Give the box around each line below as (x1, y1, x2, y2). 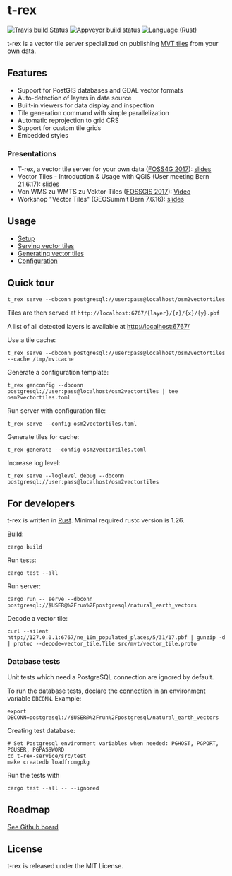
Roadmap (7, 804, 51, 816)
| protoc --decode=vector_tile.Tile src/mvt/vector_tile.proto (7, 641, 197, 648)
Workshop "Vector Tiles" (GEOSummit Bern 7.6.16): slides (17, 195, 185, 204)
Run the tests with (7, 771, 60, 779)
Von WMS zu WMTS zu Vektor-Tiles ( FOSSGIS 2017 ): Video (17, 187, 191, 196)
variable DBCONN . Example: (7, 694, 82, 702)
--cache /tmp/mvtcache (7, 356, 74, 363)
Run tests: (7, 556, 37, 564)
